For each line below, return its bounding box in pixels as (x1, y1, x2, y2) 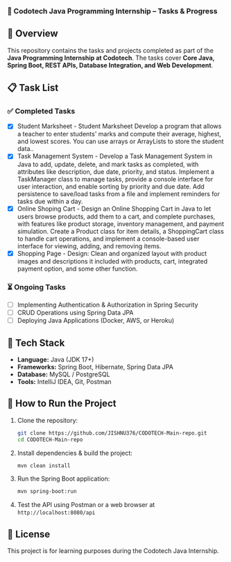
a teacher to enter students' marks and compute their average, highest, (17, 130, 221, 138)
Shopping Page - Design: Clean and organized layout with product (17, 249, 207, 257)
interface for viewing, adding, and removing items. (17, 241, 162, 250)
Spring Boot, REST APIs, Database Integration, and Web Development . (7, 61, 214, 69)
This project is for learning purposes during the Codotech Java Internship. (7, 547, 219, 555)
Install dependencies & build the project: (17, 449, 133, 457)
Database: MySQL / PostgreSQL (17, 370, 110, 378)
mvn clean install (17, 462, 71, 469)
